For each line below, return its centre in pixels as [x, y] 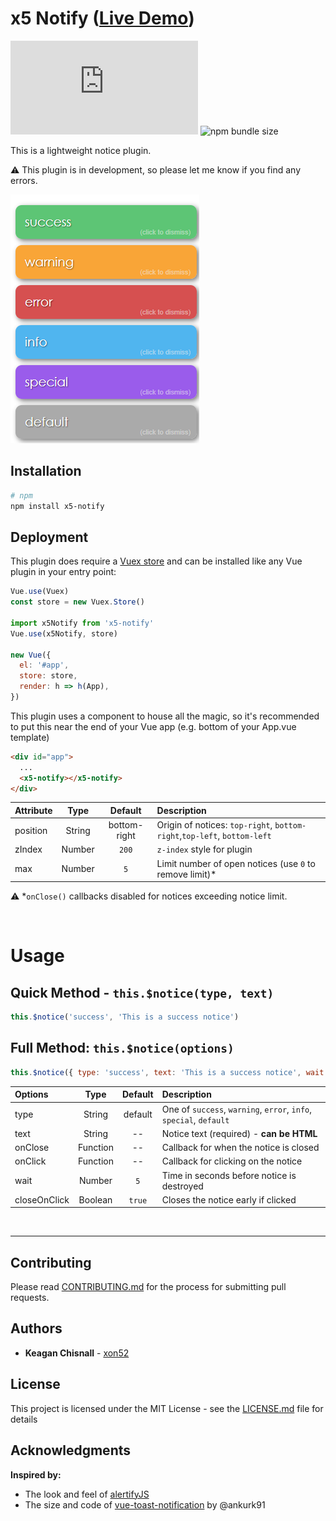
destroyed [182, 1186]
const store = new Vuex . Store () [77, 602]
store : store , [48, 676]
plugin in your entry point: [63, 572]
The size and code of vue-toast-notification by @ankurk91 [145, 1504]
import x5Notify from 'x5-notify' [82, 623]
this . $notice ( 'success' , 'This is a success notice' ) [125, 1017]
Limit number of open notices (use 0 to [236, 863]
